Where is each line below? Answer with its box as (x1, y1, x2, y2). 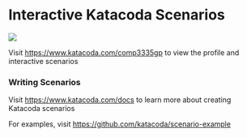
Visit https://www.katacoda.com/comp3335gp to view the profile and (8, 47, 240, 58)
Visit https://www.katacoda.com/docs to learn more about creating (8, 95, 232, 105)
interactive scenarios (8, 56, 79, 66)
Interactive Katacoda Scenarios (8, 6, 225, 24)
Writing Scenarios (8, 76, 81, 88)
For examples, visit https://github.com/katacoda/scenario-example (8, 119, 231, 129)
